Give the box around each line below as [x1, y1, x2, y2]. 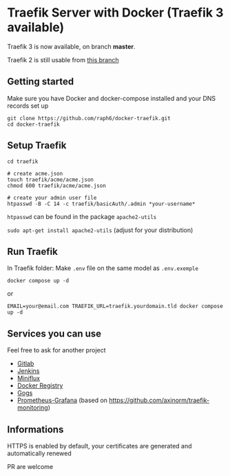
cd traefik [7, 158, 39, 165]
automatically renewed [7, 449, 72, 457]
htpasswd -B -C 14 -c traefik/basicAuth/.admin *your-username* [7, 200, 196, 207]
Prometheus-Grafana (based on [17, 396, 108, 405]
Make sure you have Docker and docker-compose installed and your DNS [7, 94, 216, 102]
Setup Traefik [7, 140, 67, 151]
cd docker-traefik [7, 121, 60, 128]
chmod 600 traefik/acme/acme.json [7, 182, 107, 189]
